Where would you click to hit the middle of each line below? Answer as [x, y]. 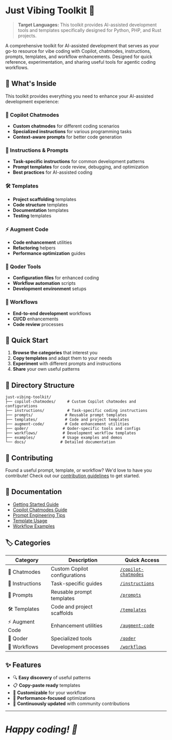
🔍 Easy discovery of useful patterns [52, 678]
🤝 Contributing [29, 458]
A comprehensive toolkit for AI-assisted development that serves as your [82, 45]
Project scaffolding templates [45, 199]
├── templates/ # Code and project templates [67, 420]
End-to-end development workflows [52, 313]
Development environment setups [49, 289]
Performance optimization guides [49, 253]
